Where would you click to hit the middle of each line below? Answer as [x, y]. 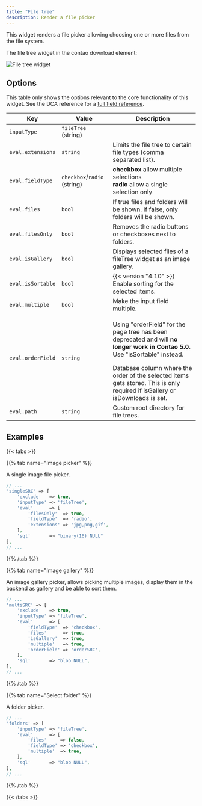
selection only [132, 192]
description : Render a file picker [51, 17]
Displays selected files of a [151, 251]
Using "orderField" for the [149, 324]
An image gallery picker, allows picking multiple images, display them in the [100, 582]
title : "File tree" [31, 12]
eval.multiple [29, 305]
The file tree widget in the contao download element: [72, 52]
